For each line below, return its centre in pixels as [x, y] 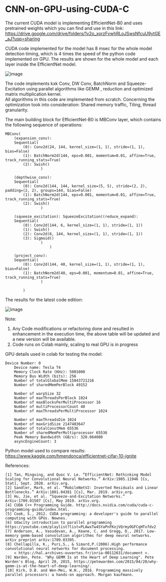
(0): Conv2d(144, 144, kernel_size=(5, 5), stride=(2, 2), [85, 186]
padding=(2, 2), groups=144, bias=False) [49, 190]
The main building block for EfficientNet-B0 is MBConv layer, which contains [83, 119]
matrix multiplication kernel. [33, 94]
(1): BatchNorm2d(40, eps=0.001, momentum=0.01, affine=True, [88, 273]
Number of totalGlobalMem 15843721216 [54, 380]
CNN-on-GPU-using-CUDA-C [67, 9]
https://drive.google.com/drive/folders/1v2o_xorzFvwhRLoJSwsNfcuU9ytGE [83, 33]
